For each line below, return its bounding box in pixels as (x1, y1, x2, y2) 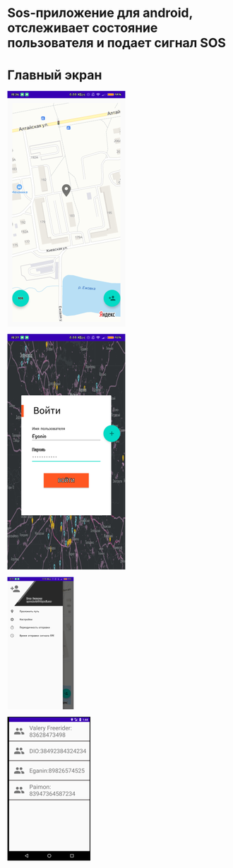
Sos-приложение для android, (7, 5, 193, 21)
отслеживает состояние (7, 20, 158, 36)
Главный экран (7, 67, 102, 83)
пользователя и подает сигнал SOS (7, 35, 226, 51)
